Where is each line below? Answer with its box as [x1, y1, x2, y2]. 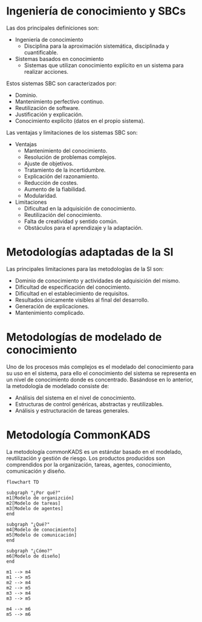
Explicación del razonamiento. [24, 172, 100, 180]
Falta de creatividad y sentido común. [24, 218, 119, 225]
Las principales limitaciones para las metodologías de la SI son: [6, 265, 165, 273]
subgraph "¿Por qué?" [6, 490, 61, 496]
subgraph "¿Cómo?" [6, 548, 53, 554]
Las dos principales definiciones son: [6, 24, 99, 31]
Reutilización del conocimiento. [24, 211, 102, 218]
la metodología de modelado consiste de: [6, 382, 109, 389]
